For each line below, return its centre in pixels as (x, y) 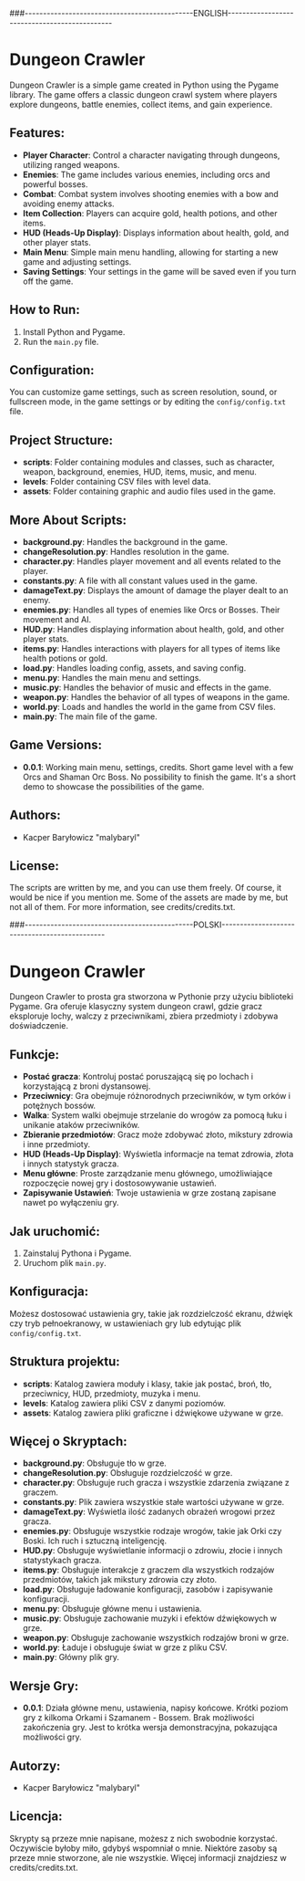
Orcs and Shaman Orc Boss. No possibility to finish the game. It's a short (159, 777)
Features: (37, 133)
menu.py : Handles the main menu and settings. (112, 678)
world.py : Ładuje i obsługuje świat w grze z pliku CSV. (125, 1647)
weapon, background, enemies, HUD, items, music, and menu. (140, 472)
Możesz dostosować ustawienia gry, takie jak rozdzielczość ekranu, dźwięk (151, 1313)
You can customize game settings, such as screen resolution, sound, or (143, 392)
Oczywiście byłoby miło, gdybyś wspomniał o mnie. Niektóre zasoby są (143, 1848)
